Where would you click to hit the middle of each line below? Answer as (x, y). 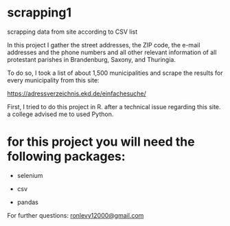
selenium (30, 175)
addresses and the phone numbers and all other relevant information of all (112, 52)
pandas (28, 202)
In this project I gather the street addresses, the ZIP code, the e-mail (104, 45)
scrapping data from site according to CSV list (72, 32)
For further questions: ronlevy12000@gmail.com (76, 215)
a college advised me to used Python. (60, 114)
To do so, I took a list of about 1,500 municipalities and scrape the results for (115, 73)
